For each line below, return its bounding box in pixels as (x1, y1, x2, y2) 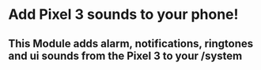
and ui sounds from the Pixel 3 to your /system (8, 49, 243, 62)
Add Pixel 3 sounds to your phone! (8, 6, 239, 24)
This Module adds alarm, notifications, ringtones (8, 37, 254, 50)
